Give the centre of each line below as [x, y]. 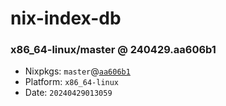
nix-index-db [66, 18]
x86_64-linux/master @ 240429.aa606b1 [113, 50]
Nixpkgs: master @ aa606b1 [77, 71]
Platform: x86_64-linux [72, 82]
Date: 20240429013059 [68, 93]
